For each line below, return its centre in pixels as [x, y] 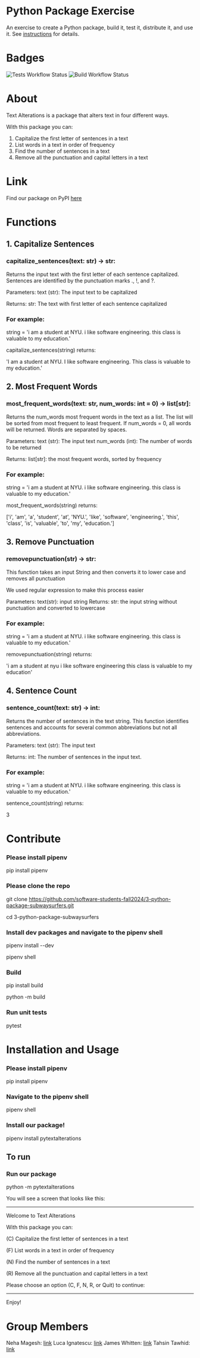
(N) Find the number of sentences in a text [58, 1262]
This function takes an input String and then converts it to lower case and [96, 572]
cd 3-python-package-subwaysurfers [53, 917]
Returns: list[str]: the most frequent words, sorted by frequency [84, 459]
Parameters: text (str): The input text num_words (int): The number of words [99, 441]
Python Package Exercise [71, 11]
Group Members [47, 1326]
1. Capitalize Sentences [50, 244]
